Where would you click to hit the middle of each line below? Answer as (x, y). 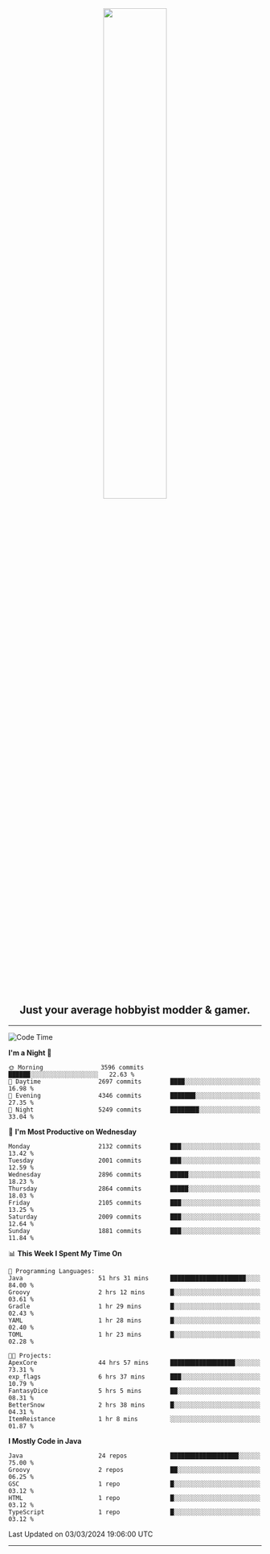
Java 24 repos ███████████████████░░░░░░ (135, 1456)
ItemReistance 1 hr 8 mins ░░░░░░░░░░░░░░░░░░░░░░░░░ (135, 1419)
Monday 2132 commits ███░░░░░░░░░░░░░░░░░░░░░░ (135, 1146)
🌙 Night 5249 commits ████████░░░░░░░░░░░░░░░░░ (135, 1110)
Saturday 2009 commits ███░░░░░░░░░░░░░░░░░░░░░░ (135, 1217)
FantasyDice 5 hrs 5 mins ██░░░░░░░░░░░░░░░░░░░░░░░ (135, 1391)
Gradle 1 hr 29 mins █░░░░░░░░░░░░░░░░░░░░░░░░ (135, 1306)
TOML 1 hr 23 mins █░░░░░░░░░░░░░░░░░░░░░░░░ (135, 1334)
